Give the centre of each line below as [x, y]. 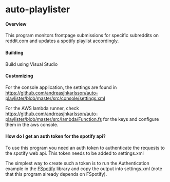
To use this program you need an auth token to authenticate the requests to [85, 148]
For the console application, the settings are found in [61, 87]
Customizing [19, 76]
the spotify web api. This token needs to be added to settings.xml [74, 153]
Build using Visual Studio [32, 64]
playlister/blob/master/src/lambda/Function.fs [54, 119]
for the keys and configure [131, 119]
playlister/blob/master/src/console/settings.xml [55, 98]
